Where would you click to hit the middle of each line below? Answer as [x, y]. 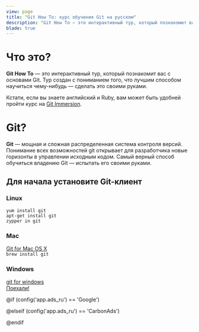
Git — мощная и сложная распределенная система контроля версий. [94, 144]
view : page [20, 12]
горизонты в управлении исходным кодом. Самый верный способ [90, 157]
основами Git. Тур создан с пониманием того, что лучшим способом [94, 80]
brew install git [28, 255]
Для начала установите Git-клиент [74, 182]
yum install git [26, 210]
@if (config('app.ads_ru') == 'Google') [53, 300]
